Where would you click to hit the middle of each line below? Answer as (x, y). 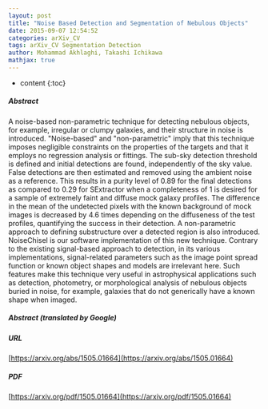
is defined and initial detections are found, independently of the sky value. (130, 164)
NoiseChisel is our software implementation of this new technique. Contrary (133, 240)
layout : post (30, 16)
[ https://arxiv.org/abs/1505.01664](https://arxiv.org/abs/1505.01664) (121, 358)
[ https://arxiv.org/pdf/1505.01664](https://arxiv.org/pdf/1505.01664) (120, 397)
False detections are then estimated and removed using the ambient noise (130, 172)
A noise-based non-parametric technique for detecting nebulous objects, (129, 121)
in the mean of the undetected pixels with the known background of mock (130, 206)
